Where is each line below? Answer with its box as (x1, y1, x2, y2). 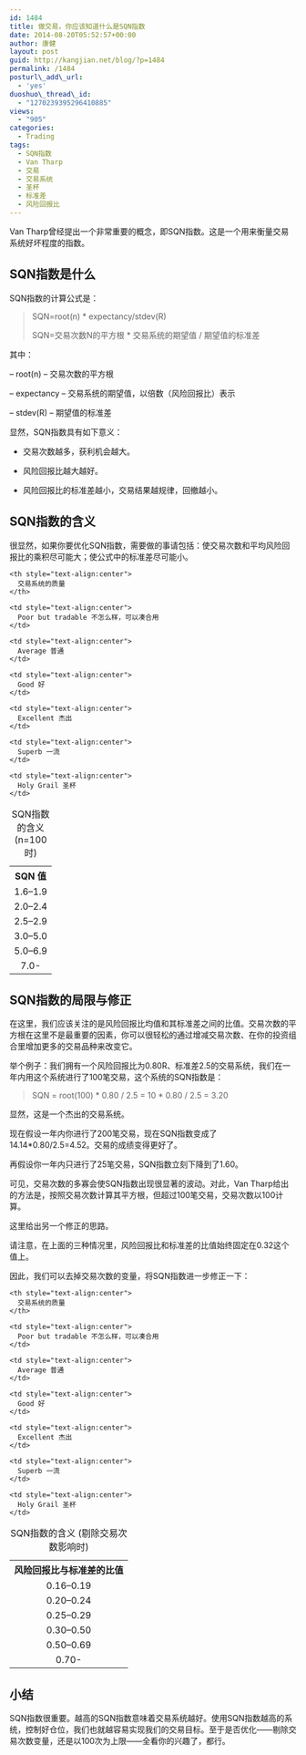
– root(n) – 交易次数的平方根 (9, 368, 114, 379)
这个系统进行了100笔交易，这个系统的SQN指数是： (33, 1072, 224, 1083)
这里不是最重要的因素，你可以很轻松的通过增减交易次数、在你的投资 (33, 1029, 289, 1040)
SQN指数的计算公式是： (9, 293, 99, 304)
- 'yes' (17, 81, 47, 90)
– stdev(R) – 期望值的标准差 (9, 407, 112, 418)
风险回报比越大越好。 (22, 465, 103, 476)
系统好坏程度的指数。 (9, 237, 89, 248)
